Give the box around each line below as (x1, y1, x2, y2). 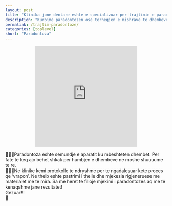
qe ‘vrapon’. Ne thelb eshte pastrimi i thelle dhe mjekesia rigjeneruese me (5, 173, 160, 179)
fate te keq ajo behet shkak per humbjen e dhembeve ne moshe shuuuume (5, 157, 163, 162)
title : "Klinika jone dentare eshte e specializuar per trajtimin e (5, 12, 155, 17)
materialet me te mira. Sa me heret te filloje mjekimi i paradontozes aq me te (5, 178, 165, 184)
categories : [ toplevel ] (5, 27, 56, 32)
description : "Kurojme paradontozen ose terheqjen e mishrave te (5, 17, 147, 22)
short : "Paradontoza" (5, 31, 52, 36)
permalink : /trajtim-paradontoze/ (5, 22, 79, 27)
